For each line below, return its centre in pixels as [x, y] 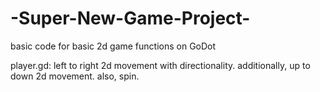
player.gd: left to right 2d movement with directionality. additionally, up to [160, 65]
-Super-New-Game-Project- [130, 18]
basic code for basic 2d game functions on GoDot [113, 46]
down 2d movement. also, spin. [75, 76]
